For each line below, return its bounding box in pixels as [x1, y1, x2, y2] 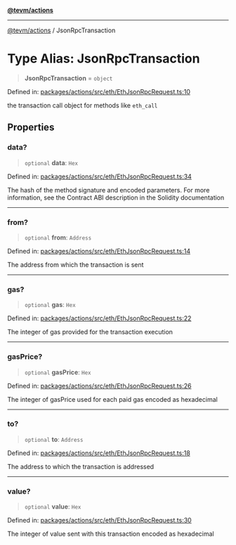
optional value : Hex [24, 502, 81, 511]
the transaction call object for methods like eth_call [7, 101, 158, 110]
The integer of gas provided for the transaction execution [7, 328, 173, 336]
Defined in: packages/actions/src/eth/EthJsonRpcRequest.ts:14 [7, 247, 191, 255]
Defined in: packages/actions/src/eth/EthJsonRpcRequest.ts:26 [7, 381, 192, 390]
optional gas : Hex [24, 301, 76, 309]
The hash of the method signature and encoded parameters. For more [7, 185, 210, 194]
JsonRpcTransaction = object [24, 74, 113, 82]
